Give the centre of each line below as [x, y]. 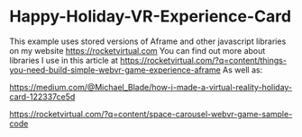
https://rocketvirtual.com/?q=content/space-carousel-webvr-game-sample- [151, 114]
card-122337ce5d [42, 97]
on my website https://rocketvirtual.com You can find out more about [137, 50]
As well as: [243, 70]
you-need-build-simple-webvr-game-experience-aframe [115, 70]
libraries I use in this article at [64, 60]
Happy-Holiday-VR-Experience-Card [150, 17]
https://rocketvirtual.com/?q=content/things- [203, 60]
